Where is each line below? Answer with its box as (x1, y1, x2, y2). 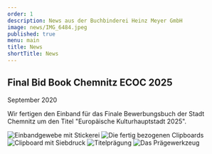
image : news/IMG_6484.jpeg (7, 24, 88, 31)
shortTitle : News (7, 51, 59, 58)
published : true (7, 30, 55, 38)
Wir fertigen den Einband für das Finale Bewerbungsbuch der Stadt (7, 109, 205, 118)
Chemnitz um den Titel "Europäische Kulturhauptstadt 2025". (7, 117, 187, 125)
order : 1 (7, 10, 33, 18)
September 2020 (7, 96, 58, 104)
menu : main (7, 37, 40, 44)
